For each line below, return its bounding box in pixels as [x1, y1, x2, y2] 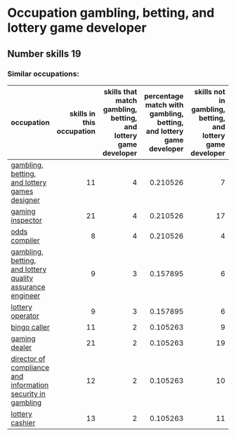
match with [145, 100, 184, 109]
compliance [11, 363, 50, 372]
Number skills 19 [7, 48, 81, 60]
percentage [143, 91, 184, 101]
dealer [11, 342, 32, 352]
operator [11, 311, 40, 321]
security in [11, 389, 46, 398]
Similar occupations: [7, 69, 79, 79]
